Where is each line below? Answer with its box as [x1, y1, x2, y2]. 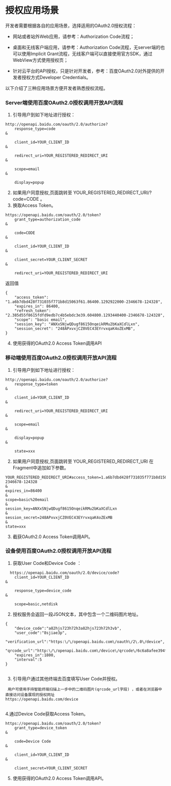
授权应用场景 [5, 5, 60, 16]
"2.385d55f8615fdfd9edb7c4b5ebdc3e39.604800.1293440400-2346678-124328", [5, 313, 165, 318]
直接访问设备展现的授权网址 [5, 692, 55, 697]
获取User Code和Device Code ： [12, 560, 81, 566]
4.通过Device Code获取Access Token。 [5, 710, 88, 717]
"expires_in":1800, [14, 652, 56, 658]
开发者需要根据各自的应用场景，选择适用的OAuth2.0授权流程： [5, 22, 137, 29]
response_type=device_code [14, 588, 72, 593]
